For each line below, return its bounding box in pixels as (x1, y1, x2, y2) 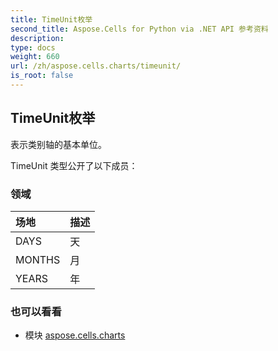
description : (10, 33, 65, 43)
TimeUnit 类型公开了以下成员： (10, 159, 138, 171)
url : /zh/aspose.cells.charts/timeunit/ (10, 61, 182, 71)
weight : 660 (10, 52, 60, 62)
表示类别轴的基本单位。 (10, 138, 107, 150)
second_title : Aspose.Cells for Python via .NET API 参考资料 (10, 24, 269, 34)
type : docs (10, 42, 56, 53)
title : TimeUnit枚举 (10, 14, 93, 25)
